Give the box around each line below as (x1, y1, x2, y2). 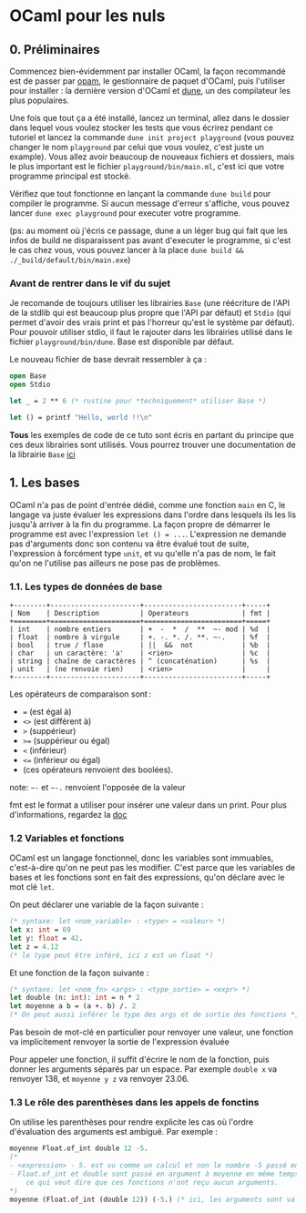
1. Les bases (9, 475, 80, 491)
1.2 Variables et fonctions (9, 831, 125, 844)
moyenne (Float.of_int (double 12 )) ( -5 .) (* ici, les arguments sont (9, 1195, 283, 1204)
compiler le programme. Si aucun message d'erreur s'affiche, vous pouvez (9, 198, 291, 209)
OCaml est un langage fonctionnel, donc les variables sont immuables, (9, 852, 274, 863)
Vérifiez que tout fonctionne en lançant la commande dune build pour (9, 189, 271, 199)
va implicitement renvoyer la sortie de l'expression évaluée (9, 1036, 229, 1047)
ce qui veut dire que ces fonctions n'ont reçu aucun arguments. (25, 1177, 280, 1187)
